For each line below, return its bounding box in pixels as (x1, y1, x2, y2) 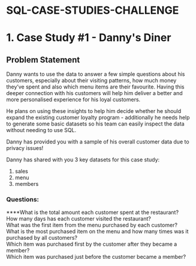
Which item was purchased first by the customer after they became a (6, 240, 177, 248)
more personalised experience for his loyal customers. (6, 96, 141, 103)
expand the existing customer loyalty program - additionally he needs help (6, 114, 190, 121)
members (14, 181, 39, 188)
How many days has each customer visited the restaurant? (6, 215, 151, 222)
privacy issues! (6, 145, 44, 152)
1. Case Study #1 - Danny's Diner (6, 31, 171, 45)
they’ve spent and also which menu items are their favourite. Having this (6, 83, 185, 90)
